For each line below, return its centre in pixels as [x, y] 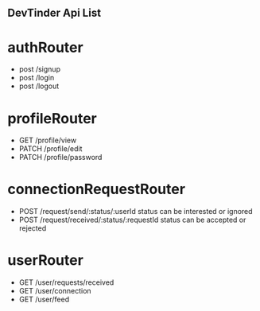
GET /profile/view [48, 140]
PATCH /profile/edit [50, 149]
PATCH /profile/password [60, 157]
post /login [37, 78]
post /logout [39, 86]
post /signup [40, 69]
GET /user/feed [44, 299]
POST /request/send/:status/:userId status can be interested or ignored [136, 212]
